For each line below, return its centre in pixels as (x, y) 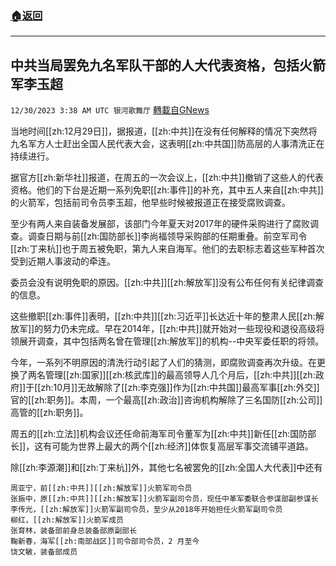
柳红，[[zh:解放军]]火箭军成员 (67, 520)
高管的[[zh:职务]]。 (49, 413)
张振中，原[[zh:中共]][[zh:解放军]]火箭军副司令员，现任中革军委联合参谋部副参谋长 (164, 499)
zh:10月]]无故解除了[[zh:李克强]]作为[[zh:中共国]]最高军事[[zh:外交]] (180, 388)
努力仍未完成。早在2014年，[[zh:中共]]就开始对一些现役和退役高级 (180, 329)
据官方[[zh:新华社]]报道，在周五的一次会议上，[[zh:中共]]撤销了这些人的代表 (167, 178)
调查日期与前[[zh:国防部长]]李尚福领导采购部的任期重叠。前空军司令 (167, 236)
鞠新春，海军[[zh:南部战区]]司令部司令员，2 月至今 (105, 542)
